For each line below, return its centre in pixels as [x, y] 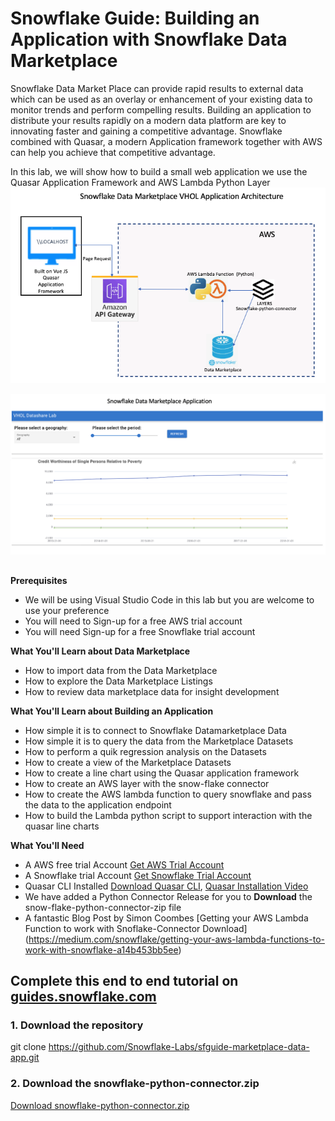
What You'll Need [47, 845]
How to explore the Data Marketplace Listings [118, 681]
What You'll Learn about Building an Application [112, 711]
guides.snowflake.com [83, 997]
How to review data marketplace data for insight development [152, 691]
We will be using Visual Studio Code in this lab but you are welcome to [169, 599]
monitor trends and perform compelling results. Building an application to [161, 109]
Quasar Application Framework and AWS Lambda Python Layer [140, 182]
